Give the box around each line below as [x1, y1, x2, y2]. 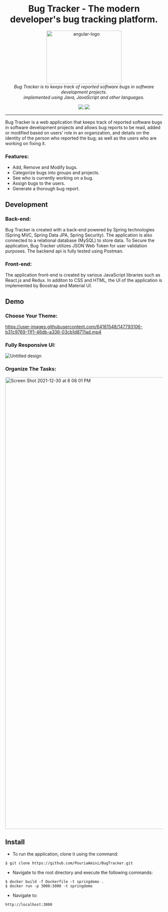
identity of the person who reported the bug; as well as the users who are [5, 135, 156, 141]
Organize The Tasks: [5, 365, 56, 372]
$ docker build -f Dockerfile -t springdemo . [5, 879, 104, 884]
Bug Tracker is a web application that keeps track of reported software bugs [5, 119, 162, 125]
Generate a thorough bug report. [12, 186, 80, 192]
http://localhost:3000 [5, 902, 52, 907]
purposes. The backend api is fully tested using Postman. [5, 248, 123, 254]
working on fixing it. [5, 140, 46, 146]
